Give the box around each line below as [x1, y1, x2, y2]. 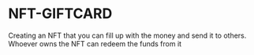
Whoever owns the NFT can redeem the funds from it [8, 38, 182, 48]
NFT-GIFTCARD [8, 5, 113, 23]
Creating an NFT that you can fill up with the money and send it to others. [8, 31, 247, 40]
